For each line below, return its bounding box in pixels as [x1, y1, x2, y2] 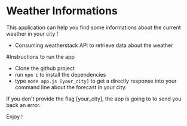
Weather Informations [6, 4, 118, 18]
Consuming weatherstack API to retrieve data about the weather [14, 42, 173, 49]
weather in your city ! [6, 30, 59, 37]
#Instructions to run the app [6, 53, 75, 60]
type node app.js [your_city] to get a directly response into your [14, 77, 177, 84]
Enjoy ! [6, 113, 23, 120]
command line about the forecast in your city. [14, 83, 127, 90]
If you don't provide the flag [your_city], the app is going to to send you [6, 95, 182, 102]
